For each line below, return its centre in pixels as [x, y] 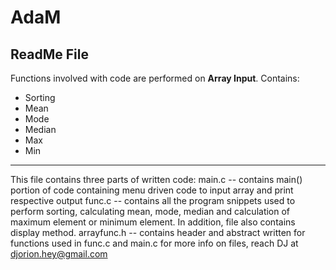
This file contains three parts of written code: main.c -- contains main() [156, 179]
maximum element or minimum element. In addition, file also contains [153, 222]
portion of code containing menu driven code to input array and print [152, 190]
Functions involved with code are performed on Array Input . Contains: [155, 78]
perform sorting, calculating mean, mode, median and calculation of [150, 211]
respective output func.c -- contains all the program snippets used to [153, 200]
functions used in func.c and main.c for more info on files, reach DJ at [154, 243]
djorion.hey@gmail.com [59, 254]
